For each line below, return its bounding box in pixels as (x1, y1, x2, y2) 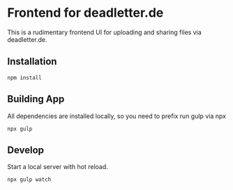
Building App (7, 93, 65, 105)
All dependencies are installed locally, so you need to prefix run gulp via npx (7, 112, 227, 120)
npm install (7, 74, 42, 81)
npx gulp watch (7, 176, 52, 183)
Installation (7, 56, 57, 68)
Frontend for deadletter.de (7, 5, 164, 21)
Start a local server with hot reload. (7, 163, 108, 171)
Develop (7, 144, 44, 156)
